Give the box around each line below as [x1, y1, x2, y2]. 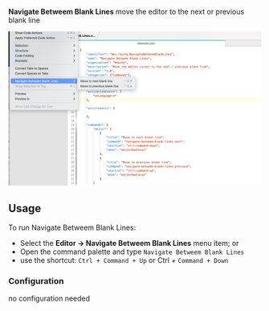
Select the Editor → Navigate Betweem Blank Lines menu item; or [19, 238, 239, 248]
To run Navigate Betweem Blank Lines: [8, 223, 137, 232]
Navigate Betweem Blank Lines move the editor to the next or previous [8, 7, 245, 16]
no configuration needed [8, 293, 91, 304]
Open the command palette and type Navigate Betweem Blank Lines [19, 247, 245, 256]
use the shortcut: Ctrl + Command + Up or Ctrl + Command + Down [19, 255, 229, 264]
